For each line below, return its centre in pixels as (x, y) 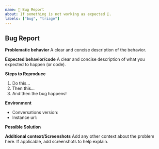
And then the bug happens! (39, 94)
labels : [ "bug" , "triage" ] (32, 18)
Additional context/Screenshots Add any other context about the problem (80, 136)
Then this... (23, 88)
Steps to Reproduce (25, 74)
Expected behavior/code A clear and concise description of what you (75, 59)
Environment (18, 103)
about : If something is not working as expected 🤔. (58, 14)
